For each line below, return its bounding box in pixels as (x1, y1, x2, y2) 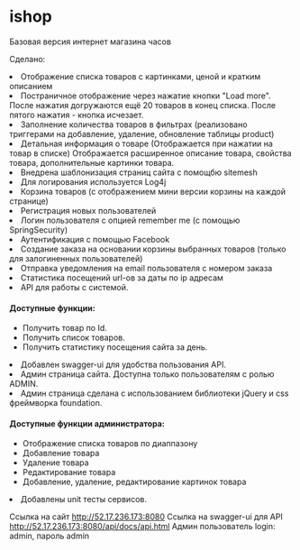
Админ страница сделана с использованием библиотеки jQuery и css (21, 388, 289, 399)
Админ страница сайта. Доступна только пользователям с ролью (21, 369, 275, 380)
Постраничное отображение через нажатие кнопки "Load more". (21, 90, 272, 101)
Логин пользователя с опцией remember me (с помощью (21, 215, 241, 225)
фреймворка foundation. (9, 398, 103, 408)
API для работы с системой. (21, 281, 129, 292)
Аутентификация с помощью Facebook (21, 234, 170, 244)
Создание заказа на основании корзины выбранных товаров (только (21, 243, 286, 254)
